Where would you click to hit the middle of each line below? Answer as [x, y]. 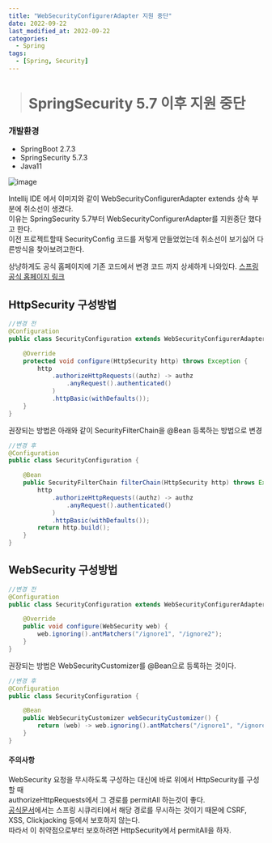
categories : [28, 38]
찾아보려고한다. [60, 249]
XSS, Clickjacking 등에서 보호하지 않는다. [74, 820]
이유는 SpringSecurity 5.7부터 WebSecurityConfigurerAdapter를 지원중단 [127, 219]
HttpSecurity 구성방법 [63, 304]
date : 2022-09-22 [38, 23]
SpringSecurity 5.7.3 [54, 158]
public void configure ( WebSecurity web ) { [96, 627]
